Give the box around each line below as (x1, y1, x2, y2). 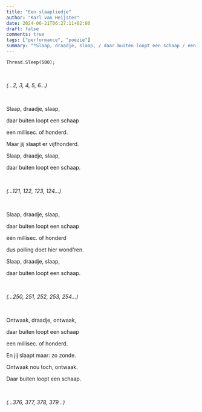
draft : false (6, 25, 39, 32)
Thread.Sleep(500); (6, 59, 56, 65)
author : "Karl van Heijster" (6, 15, 80, 21)
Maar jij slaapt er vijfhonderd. (6, 140, 79, 147)
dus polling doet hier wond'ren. (6, 246, 84, 253)
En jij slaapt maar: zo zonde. (6, 351, 77, 359)
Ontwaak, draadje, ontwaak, (6, 316, 77, 324)
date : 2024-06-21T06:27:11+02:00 (6, 20, 91, 26)
